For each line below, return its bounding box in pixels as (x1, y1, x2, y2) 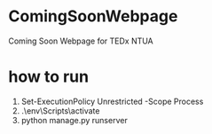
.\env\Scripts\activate (20, 105, 100, 116)
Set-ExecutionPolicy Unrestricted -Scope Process (20, 96, 204, 106)
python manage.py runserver (20, 114, 128, 125)
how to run (8, 67, 90, 87)
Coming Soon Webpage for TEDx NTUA (8, 35, 154, 46)
